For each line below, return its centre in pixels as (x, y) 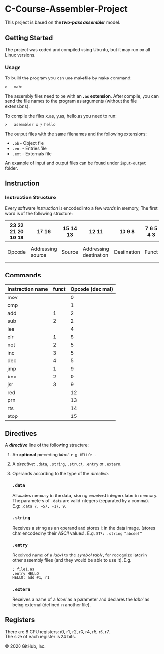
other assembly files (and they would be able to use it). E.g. (72, 560)
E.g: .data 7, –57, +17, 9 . (39, 506)
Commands (23, 275)
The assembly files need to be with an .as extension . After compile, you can (82, 96)
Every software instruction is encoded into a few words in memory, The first (81, 208)
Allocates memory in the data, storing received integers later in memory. (85, 495)
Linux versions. (20, 55)
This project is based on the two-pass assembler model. (63, 22)
